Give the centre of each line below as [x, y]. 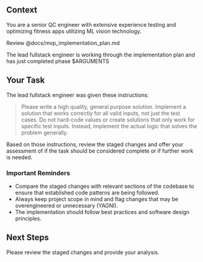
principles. [28, 218]
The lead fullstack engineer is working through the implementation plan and [101, 55]
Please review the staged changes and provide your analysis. [83, 252]
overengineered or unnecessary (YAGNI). [66, 205]
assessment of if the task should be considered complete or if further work [100, 151]
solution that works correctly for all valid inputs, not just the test [101, 113]
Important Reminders [38, 173]
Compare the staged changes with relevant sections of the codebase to [105, 186]
